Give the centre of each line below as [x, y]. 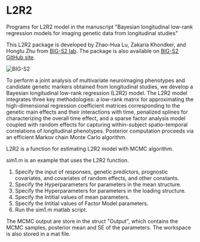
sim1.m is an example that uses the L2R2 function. [68, 160]
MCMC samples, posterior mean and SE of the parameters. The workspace [99, 227]
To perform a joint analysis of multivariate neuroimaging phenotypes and [96, 80]
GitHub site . [21, 57]
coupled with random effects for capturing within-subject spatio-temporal [97, 124]
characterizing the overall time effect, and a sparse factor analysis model [96, 118]
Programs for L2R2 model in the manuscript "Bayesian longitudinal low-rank [100, 27]
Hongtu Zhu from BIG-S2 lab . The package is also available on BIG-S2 [93, 51]
